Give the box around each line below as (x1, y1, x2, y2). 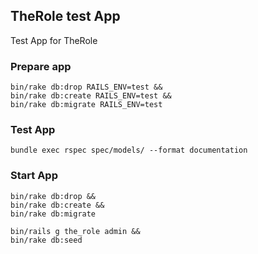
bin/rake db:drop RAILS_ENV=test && (10, 82, 163, 93)
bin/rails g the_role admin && (10, 226, 141, 236)
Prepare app (10, 59, 72, 73)
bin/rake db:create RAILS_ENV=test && (10, 91, 172, 101)
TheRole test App (10, 8, 121, 25)
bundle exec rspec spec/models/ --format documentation (10, 145, 248, 156)
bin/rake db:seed (10, 235, 83, 245)
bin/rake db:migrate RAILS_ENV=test (10, 100, 163, 110)
